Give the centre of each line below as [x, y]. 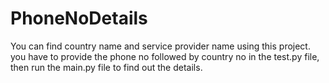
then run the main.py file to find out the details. [106, 67]
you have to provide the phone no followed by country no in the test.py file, [165, 56]
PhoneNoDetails [79, 18]
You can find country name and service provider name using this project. [160, 46]
